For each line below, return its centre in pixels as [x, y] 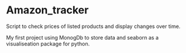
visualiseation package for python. [48, 44]
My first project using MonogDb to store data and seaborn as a [82, 37]
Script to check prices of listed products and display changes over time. [93, 26]
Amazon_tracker [47, 10]
